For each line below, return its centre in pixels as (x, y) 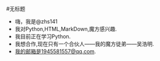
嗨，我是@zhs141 (36, 22)
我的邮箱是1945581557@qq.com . (56, 51)
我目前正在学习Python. (43, 36)
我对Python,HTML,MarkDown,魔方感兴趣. (66, 29)
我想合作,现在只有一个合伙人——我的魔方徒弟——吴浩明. (84, 44)
